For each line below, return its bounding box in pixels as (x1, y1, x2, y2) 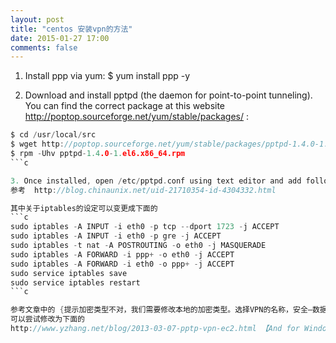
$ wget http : (10, 139, 65, 150)
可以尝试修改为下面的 (10, 314, 85, 325)
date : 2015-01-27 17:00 (10, 33, 110, 43)
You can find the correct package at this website (24, 100, 226, 112)
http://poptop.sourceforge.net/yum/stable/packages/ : (24, 111, 250, 123)
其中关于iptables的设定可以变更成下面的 (10, 203, 158, 213)
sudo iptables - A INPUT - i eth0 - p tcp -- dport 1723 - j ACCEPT (10, 222, 280, 232)
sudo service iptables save (10, 268, 128, 278)
